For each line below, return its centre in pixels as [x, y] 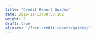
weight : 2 [16, 19]
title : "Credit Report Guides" [38, 10]
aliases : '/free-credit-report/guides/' [48, 28]
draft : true [18, 23]
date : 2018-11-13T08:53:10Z [35, 14]
